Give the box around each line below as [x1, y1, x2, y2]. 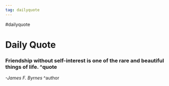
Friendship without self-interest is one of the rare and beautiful [5, 57, 164, 64]
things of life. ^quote [5, 63, 58, 70]
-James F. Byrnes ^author [5, 75, 60, 81]
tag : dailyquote [5, 7, 40, 13]
